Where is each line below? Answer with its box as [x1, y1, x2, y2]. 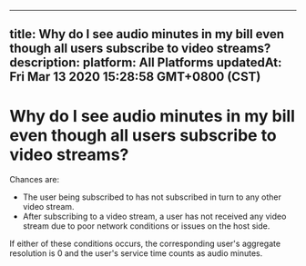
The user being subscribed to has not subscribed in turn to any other [22, 192, 282, 202]
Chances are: [9, 174, 60, 185]
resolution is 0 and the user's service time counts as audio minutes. [9, 248, 263, 259]
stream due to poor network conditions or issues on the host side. [22, 221, 270, 232]
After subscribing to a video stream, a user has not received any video [22, 211, 287, 222]
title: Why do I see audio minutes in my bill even [9, 26, 285, 42]
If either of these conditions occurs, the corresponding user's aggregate [9, 238, 280, 250]
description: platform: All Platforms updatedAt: [9, 55, 282, 71]
